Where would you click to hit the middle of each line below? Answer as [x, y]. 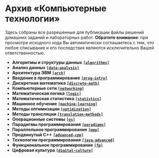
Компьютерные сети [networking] [48, 88]
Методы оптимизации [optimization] [51, 109]
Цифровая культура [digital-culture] [53, 150]
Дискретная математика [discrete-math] [56, 83]
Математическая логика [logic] [47, 93]
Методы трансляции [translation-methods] [57, 114]
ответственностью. [25, 53]
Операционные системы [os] [43, 119]
